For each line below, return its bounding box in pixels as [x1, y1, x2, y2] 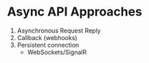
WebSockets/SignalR [27, 48, 87, 56]
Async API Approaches [7, 4, 143, 20]
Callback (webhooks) [16, 33, 78, 41]
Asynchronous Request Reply [16, 26, 101, 35]
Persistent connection [16, 41, 80, 49]
